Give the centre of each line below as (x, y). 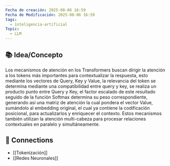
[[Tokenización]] (30, 152)
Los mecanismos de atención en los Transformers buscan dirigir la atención (85, 70)
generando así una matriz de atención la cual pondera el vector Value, (79, 102)
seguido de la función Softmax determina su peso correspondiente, (77, 97)
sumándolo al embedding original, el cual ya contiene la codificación (78, 108)
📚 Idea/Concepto (34, 55)
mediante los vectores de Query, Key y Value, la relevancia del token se (81, 81)
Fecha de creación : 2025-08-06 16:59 (46, 10)
